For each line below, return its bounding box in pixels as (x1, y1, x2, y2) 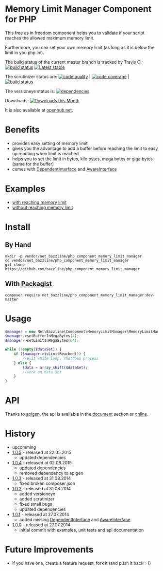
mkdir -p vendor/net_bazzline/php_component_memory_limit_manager (5, 254, 142, 258)
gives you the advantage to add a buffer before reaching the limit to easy (12, 145, 158, 151)
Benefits (5, 124, 40, 135)
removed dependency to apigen (19, 470, 83, 476)
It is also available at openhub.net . (5, 107, 74, 113)
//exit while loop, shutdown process (22, 356, 98, 361)
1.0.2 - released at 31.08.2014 (12, 486, 71, 492)
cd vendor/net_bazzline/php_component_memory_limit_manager (5, 258, 130, 263)
